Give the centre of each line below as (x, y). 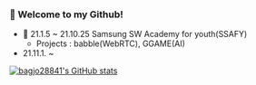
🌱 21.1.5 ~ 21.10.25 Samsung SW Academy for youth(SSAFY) (135, 34)
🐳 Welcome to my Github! (67, 14)
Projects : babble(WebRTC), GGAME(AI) (111, 43)
